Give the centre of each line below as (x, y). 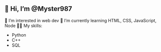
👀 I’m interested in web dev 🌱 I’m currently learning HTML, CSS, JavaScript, (80, 20)
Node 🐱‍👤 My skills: (23, 26)
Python (19, 35)
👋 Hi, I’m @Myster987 (39, 9)
